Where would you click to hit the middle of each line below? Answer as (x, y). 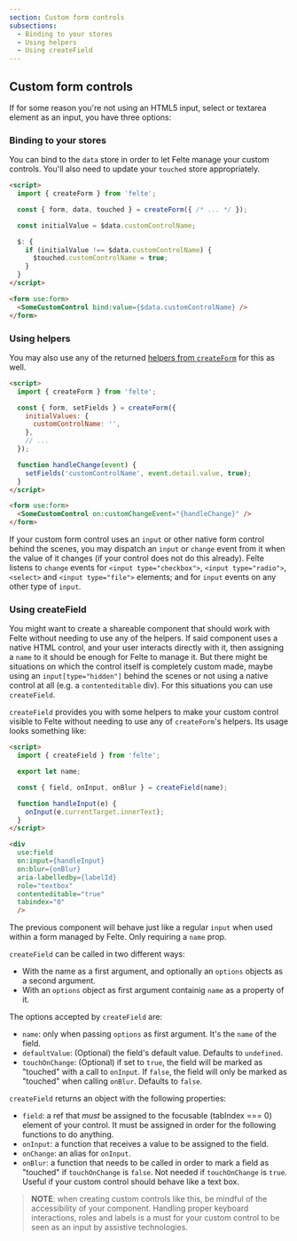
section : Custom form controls (67, 17)
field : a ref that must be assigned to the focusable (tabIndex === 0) (147, 1116)
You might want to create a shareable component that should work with (140, 629)
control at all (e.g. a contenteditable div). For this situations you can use (141, 686)
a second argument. (59, 981)
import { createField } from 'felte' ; (89, 756)
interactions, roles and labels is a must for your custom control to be (155, 1218)
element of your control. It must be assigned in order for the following (149, 1126)
